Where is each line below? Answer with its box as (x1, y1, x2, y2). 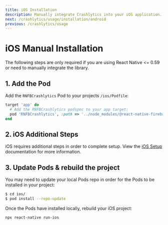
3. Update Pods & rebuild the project (5, 163, 120, 172)
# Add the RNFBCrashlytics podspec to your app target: (9, 107, 128, 112)
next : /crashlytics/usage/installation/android (5, 17, 106, 22)
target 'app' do (5, 102, 39, 107)
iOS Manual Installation (5, 43, 103, 54)
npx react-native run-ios (5, 215, 59, 220)
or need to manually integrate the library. (5, 65, 89, 71)
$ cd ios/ (5, 191, 26, 197)
